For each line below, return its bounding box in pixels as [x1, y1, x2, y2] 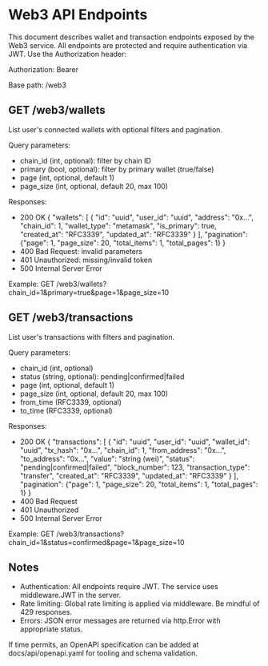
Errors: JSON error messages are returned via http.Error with [19, 616, 222, 626]
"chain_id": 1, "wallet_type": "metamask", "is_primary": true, [19, 220, 218, 230]
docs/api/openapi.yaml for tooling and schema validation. [8, 648, 198, 658]
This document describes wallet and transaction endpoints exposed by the [8, 32, 254, 42]
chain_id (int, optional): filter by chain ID [19, 155, 152, 165]
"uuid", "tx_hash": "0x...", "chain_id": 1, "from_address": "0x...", [19, 445, 226, 454]
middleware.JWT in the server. [19, 591, 122, 600]
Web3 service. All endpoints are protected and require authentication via [8, 40, 248, 50]
